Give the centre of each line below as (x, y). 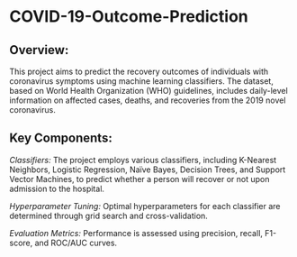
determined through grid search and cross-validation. (109, 216)
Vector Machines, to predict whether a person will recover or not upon (139, 179)
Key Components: (61, 138)
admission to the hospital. (57, 188)
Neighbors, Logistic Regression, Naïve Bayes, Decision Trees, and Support (148, 170)
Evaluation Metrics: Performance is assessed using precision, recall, (136, 233)
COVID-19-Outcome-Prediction (129, 17)
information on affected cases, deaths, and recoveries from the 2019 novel (148, 100)
